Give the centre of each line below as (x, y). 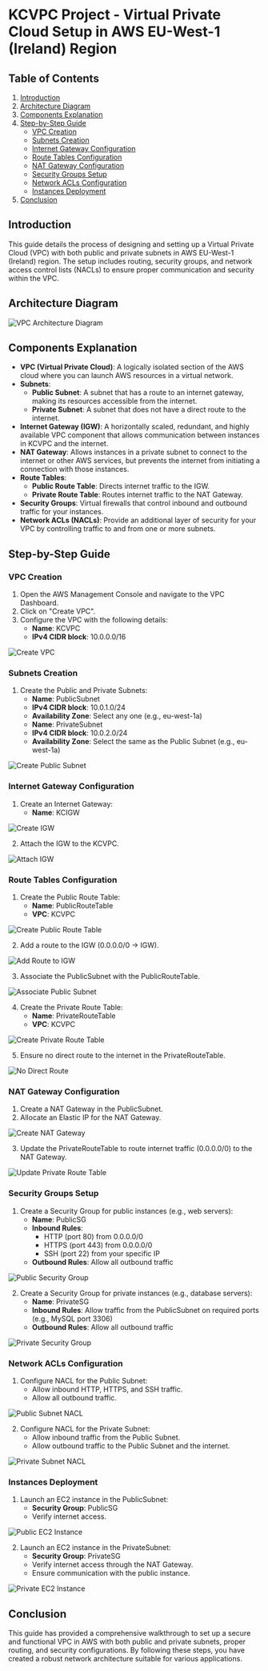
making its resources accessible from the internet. (114, 401)
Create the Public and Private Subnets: (84, 691)
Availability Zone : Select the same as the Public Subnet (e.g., (133, 742)
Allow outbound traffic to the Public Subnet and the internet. (131, 1446)
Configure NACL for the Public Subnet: (84, 1380)
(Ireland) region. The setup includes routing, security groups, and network (130, 261)
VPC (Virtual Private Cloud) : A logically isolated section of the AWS (132, 367)
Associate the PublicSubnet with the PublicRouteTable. (110, 976)
